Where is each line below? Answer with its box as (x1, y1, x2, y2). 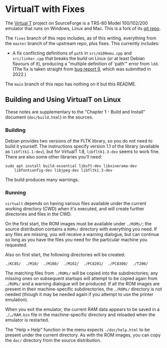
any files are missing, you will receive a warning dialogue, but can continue (5, 231, 160, 237)
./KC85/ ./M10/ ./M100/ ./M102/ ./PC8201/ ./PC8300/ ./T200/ (5, 261, 149, 266)
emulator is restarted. (5, 317, 49, 323)
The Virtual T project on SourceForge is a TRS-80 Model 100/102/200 (5, 20, 148, 26)
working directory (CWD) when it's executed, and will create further (5, 206, 145, 212)
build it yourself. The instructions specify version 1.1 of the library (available (5, 143, 160, 149)
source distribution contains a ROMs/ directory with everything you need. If (5, 226, 157, 232)
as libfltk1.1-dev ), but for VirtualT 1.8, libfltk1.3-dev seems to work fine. (5, 148, 160, 154)
